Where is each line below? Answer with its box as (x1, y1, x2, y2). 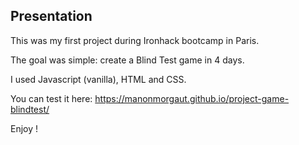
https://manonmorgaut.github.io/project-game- (94, 92, 290, 104)
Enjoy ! (10, 122, 39, 134)
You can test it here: (10, 92, 93, 104)
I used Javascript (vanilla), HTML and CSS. (10, 73, 187, 85)
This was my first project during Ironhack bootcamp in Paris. (10, 34, 260, 46)
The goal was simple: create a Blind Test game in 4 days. (10, 54, 245, 66)
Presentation (10, 8, 93, 25)
